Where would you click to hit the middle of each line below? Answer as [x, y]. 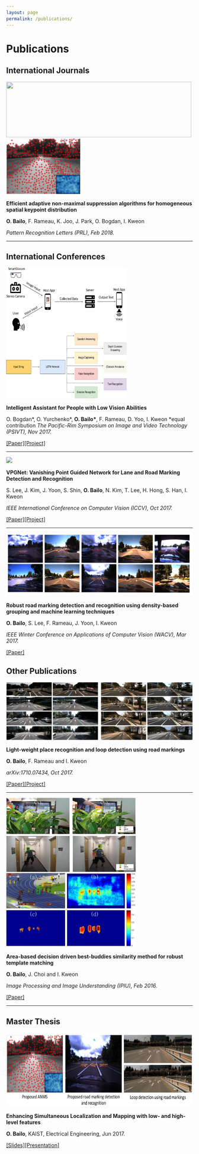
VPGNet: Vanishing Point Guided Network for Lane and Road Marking [93, 472]
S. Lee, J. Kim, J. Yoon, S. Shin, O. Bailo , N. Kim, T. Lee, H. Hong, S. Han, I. [97, 490]
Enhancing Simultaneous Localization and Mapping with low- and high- [96, 1116]
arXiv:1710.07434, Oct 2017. [40, 773]
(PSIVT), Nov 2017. [29, 432]
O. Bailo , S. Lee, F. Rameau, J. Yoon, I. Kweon [62, 623]
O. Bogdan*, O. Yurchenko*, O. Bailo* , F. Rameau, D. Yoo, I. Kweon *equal [96, 419]
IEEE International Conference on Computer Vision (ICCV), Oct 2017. [89, 508]
